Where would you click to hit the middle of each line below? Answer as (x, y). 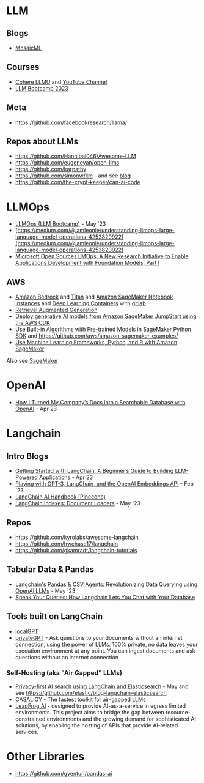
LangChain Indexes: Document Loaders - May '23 (78, 503)
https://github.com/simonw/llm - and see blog (73, 176)
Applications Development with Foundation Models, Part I (87, 263)
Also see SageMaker (32, 361)
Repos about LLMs (42, 142)
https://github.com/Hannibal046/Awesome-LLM (75, 156)
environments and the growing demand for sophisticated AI (122, 719)
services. (27, 732)
